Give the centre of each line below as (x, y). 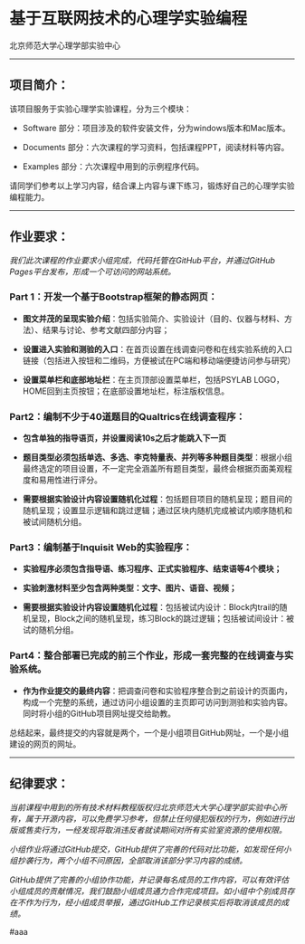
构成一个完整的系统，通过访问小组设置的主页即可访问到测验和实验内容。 (157, 701)
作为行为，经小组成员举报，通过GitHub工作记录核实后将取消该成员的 (153, 902)
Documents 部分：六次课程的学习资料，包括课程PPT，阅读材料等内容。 (156, 147)
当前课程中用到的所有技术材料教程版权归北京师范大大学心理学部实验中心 (144, 807)
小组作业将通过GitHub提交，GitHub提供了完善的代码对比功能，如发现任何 (146, 849)
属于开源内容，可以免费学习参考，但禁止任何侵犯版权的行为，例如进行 (156, 818)
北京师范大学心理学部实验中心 (65, 45)
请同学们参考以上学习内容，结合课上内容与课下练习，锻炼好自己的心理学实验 (152, 186)
